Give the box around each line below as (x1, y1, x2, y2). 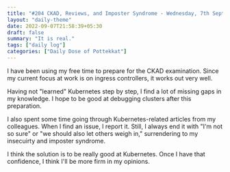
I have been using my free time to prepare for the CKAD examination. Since (7, 66, 219, 75)
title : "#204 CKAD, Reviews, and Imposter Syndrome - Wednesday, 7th (7, 10, 210, 17)
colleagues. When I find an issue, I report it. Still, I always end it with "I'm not (7, 122, 223, 130)
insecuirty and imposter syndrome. (7, 137, 106, 145)
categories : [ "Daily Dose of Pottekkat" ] (7, 48, 127, 55)
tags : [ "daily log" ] (7, 42, 66, 48)
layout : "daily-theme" (7, 16, 72, 23)
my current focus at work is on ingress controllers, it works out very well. (7, 74, 213, 82)
